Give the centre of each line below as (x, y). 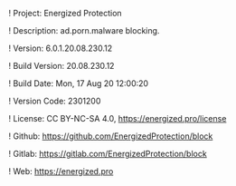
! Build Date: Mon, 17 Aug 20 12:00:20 (79, 83)
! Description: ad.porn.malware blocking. (84, 30)
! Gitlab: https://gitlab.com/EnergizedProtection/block (108, 154)
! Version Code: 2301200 (55, 101)
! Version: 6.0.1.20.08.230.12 (61, 48)
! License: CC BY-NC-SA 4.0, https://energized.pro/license (118, 118)
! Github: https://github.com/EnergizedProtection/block (111, 136)
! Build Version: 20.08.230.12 (61, 66)
